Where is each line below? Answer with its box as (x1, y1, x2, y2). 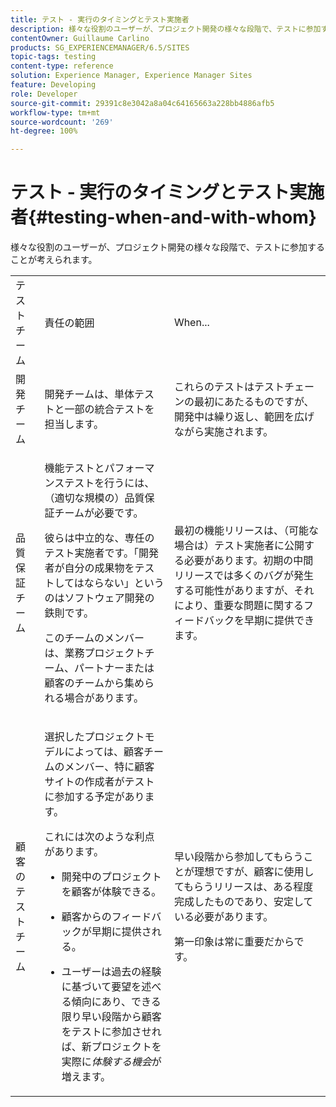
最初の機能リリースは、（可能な (173, 524, 320, 538)
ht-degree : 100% (10, 126, 78, 136)
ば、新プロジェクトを (61, 1040, 162, 1054)
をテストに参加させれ (61, 1025, 162, 1039)
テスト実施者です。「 (44, 546, 139, 560)
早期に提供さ (91, 925, 152, 939)
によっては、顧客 (64, 745, 144, 759)
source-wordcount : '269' (10, 117, 114, 127)
